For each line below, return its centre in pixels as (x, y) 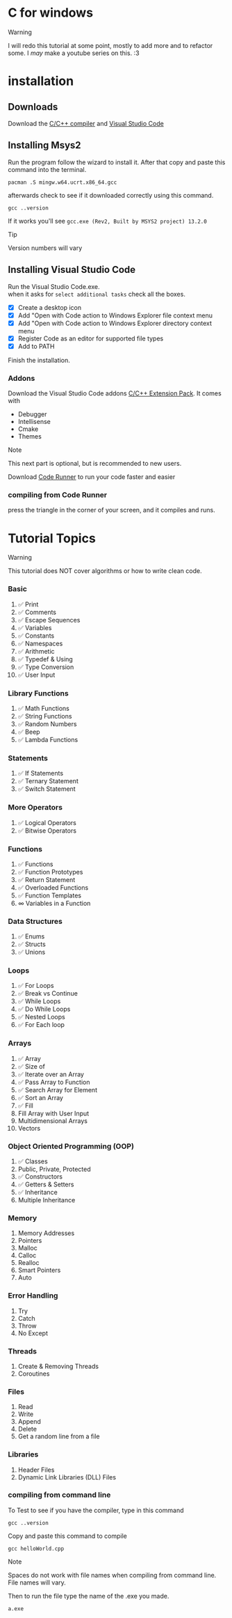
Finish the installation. (39, 360)
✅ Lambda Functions (48, 740)
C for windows (50, 13)
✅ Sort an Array (40, 1097)
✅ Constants (36, 636)
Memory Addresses (46, 1233)
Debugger (32, 414)
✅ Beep (29, 732)
